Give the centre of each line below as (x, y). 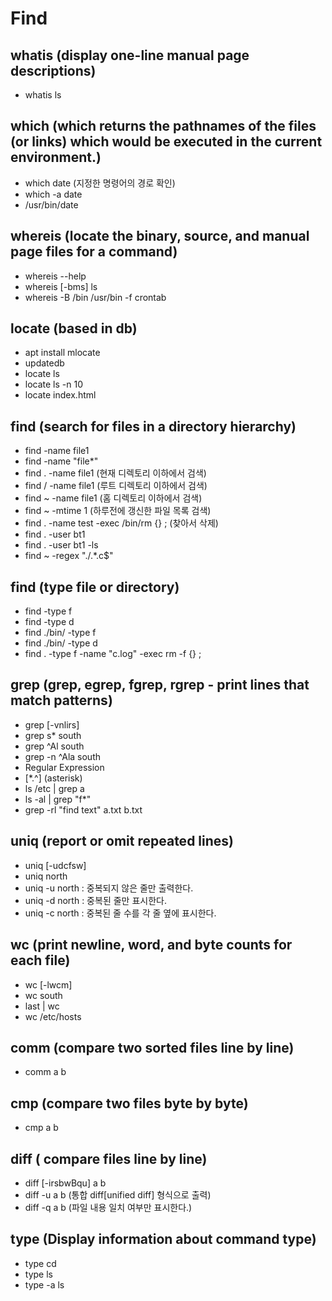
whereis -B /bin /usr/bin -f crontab (95, 297)
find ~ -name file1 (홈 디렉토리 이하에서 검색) (113, 498)
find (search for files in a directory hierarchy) (153, 426)
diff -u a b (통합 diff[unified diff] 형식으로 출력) (118, 1194)
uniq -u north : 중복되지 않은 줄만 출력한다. (109, 888)
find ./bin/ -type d (61, 643)
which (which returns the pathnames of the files (163, 126)
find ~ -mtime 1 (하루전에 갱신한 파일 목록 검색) (118, 511)
